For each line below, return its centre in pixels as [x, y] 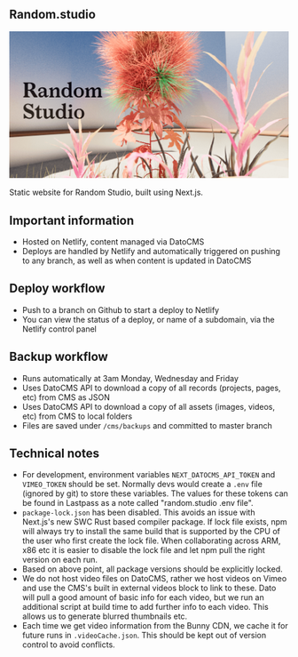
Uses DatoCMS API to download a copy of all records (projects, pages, [151, 388]
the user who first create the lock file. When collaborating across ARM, [151, 541]
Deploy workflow [57, 288]
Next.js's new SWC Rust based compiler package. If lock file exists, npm [155, 522]
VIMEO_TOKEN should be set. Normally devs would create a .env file [142, 485]
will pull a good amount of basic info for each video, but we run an [143, 597]
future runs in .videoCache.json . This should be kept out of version [144, 636]
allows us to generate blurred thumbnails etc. [105, 616]
